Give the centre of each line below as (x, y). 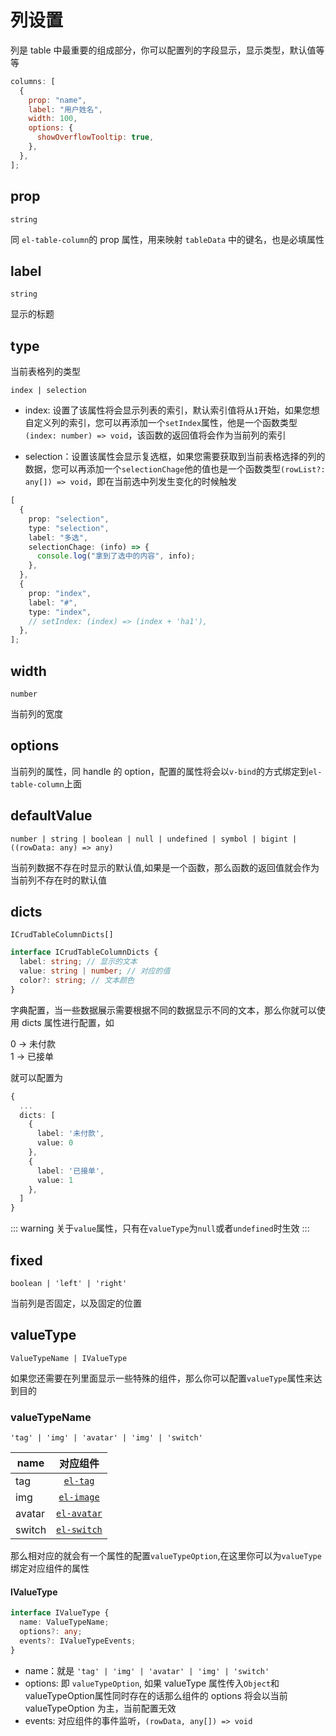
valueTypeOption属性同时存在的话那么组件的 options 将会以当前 (156, 1695)
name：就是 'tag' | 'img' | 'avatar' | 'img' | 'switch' (147, 1670)
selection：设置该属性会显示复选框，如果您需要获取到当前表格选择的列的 (175, 457)
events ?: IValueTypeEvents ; (78, 1641)
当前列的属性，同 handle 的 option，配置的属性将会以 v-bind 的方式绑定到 (159, 771)
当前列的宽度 (36, 713)
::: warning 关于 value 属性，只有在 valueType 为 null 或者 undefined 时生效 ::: (160, 1228)
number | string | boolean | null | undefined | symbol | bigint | (154, 839)
